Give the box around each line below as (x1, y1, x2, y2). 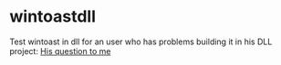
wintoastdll (9, 6, 96, 27)
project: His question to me (9, 45, 111, 56)
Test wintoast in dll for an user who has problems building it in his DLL (9, 36, 273, 47)
